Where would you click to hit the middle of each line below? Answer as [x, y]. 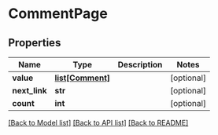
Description [140, 65]
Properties [35, 43]
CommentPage [58, 14]
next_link [30, 91]
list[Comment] [82, 78]
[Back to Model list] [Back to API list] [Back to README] [98, 123]
